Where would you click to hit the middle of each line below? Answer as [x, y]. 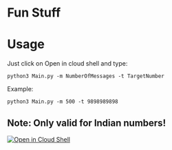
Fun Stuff [34, 13]
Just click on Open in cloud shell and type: [67, 64]
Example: [20, 89]
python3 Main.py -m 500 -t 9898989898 [63, 102]
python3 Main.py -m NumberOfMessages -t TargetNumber [86, 76]
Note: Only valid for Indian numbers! [87, 123]
